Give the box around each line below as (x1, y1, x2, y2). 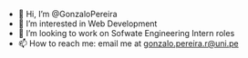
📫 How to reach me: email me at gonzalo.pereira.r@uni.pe (17, 38, 239, 49)
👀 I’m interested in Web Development (17, 18, 158, 29)
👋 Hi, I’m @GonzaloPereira (17, 9, 118, 19)
